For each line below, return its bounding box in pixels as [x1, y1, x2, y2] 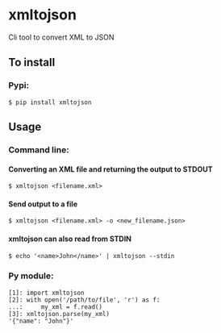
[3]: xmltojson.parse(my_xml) [8, 310, 110, 318]
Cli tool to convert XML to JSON [8, 32, 115, 42]
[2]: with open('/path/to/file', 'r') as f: [8, 296, 161, 304]
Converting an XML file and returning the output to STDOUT [8, 164, 213, 174]
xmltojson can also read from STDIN [8, 234, 131, 244]
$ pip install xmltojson [8, 98, 92, 106]
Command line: [8, 144, 70, 155]
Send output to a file [8, 199, 78, 209]
